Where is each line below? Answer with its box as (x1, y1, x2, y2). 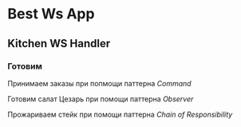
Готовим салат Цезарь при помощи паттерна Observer (7, 93, 194, 104)
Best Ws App (7, 5, 95, 23)
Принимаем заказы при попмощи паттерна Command (7, 78, 192, 88)
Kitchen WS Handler (7, 37, 111, 50)
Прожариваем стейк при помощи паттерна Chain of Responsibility (7, 109, 233, 119)
